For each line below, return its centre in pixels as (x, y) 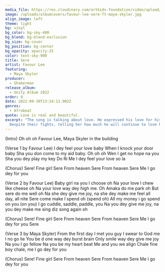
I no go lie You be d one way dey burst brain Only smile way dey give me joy (82, 239)
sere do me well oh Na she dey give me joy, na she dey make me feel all (78, 194)
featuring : (16, 70)
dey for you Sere (22, 224)
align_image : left (24, 19)
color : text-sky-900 (26, 56)
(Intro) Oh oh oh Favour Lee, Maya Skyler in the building (62, 138)
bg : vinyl (15, 28)
